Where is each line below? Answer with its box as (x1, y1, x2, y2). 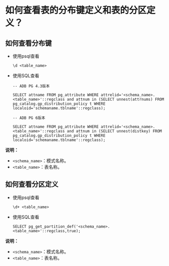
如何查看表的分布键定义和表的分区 (5, 5, 147, 16)
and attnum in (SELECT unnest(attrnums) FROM (67, 97, 164, 102)
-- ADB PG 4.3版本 (12, 84, 50, 89)
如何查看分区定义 (5, 180, 59, 189)
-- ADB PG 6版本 (12, 115, 45, 120)
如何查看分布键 (5, 39, 52, 47)
